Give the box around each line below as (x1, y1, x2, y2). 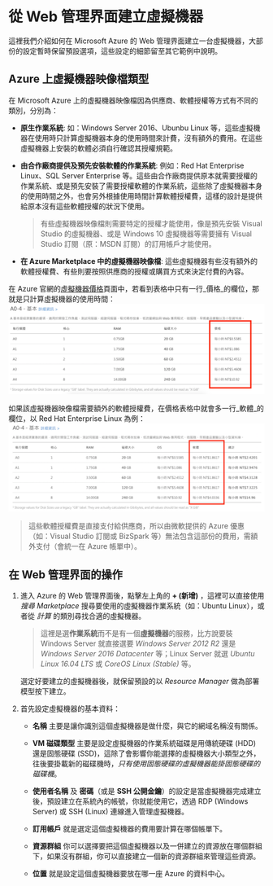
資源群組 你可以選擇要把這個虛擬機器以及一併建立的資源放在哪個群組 (32, 840, 262, 851)
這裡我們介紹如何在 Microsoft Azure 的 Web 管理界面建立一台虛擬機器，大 (8, 36, 256, 46)
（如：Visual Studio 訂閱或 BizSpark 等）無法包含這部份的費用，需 (28, 531, 251, 542)
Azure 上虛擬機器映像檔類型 (8, 72, 149, 86)
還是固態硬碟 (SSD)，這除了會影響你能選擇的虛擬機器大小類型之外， (32, 748, 261, 758)
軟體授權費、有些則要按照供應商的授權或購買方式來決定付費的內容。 (19, 266, 249, 276)
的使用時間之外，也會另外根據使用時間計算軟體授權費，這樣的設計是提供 (19, 191, 262, 200)
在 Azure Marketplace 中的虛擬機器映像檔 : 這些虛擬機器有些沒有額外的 (19, 256, 258, 265)
